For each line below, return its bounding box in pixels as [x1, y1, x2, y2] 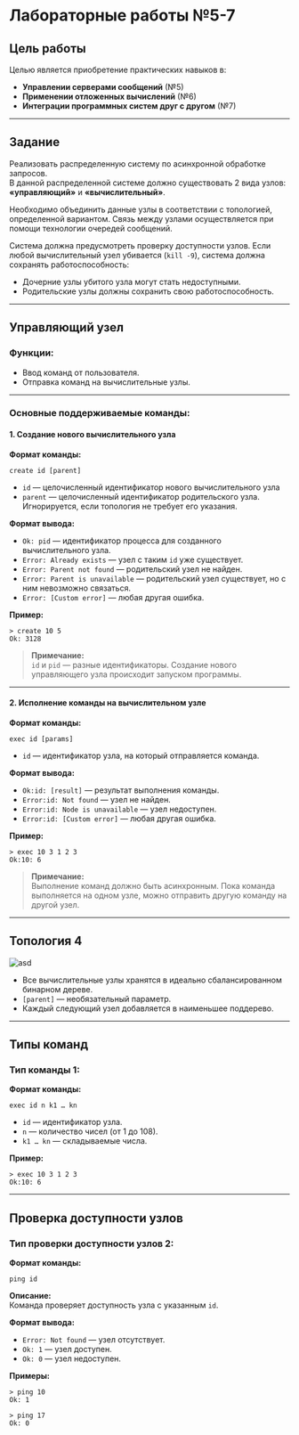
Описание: [9, 1291, 52, 1301]
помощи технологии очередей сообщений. [9, 223, 174, 233]
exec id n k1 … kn [9, 1101, 77, 1110]
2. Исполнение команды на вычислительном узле [9, 697, 206, 708]
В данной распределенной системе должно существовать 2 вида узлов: [9, 177, 287, 188]
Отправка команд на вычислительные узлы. [21, 376, 191, 387]
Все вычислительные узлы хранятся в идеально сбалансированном [21, 974, 283, 985]
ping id [9, 1275, 38, 1284]
